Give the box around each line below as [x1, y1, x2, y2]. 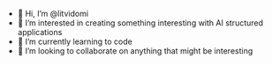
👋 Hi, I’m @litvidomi [17, 9, 89, 18]
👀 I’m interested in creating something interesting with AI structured [17, 18, 263, 28]
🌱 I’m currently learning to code [17, 36, 132, 47]
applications [17, 27, 63, 37]
